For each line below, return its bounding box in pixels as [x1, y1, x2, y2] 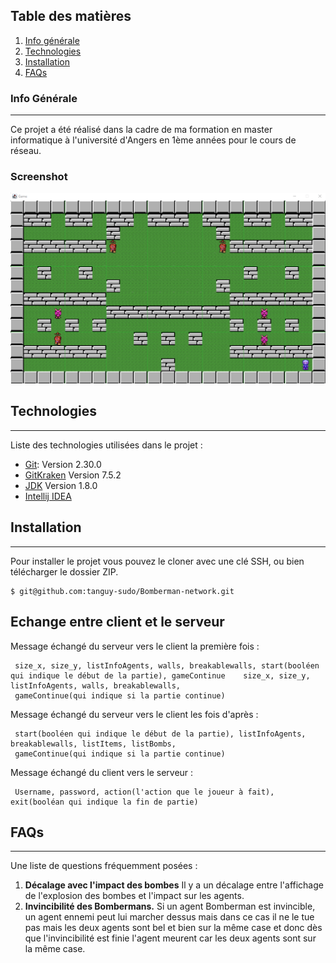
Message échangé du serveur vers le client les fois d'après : [10, 708, 259, 720]
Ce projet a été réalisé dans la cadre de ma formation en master [10, 124, 273, 136]
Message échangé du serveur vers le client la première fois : [10, 640, 260, 652]
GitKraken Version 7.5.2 [24, 469, 122, 481]
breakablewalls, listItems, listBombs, [10, 739, 177, 749]
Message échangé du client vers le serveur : [10, 766, 194, 778]
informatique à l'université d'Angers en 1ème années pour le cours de [10, 134, 297, 146]
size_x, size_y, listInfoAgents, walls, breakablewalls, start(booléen [14, 660, 320, 671]
